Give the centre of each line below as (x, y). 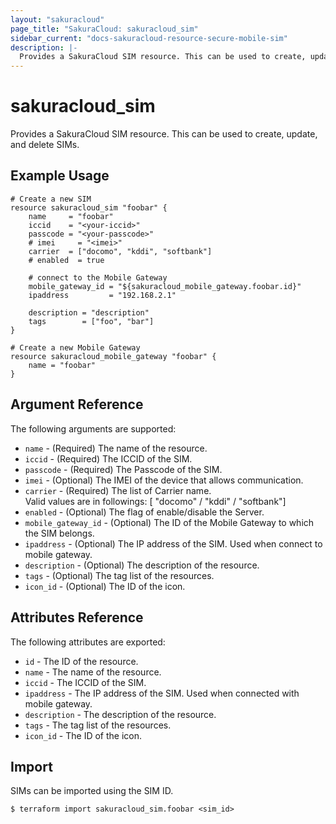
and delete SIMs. (45, 145)
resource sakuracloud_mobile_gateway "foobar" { (113, 356)
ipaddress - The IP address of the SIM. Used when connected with (162, 693)
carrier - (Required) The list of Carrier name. (118, 490)
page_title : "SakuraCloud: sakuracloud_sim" (104, 29)
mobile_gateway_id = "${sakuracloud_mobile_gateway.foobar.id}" (165, 286)
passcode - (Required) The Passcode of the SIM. (123, 469)
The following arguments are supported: (93, 428)
